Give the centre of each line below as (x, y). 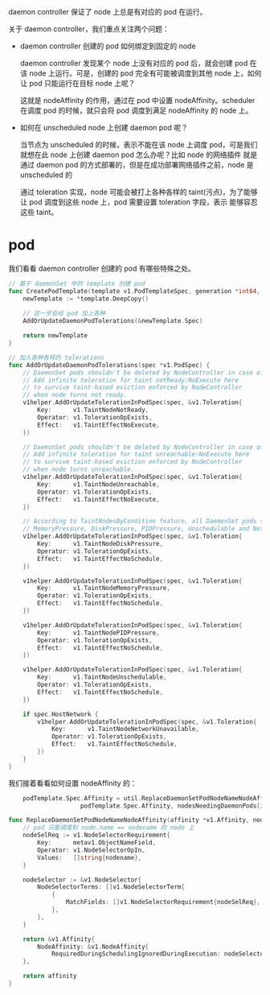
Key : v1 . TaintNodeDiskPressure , (100, 544)
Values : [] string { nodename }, (90, 857)
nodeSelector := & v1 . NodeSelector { (82, 880)
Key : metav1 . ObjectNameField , (97, 843)
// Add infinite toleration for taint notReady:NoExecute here (131, 380)
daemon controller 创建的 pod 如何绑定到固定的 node (108, 46)
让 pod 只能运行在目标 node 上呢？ (78, 83)
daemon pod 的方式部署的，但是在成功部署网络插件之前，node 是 (145, 165)
